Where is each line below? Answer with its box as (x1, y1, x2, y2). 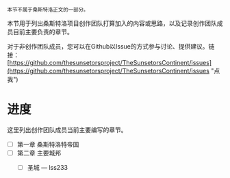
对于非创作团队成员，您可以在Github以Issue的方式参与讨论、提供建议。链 (7, 42, 215, 50)
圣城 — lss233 (27, 164, 68, 172)
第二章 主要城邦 (16, 149, 62, 157)
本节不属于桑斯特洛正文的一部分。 (7, 6, 89, 13)
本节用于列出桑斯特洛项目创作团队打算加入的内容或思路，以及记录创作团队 (7, 19, 217, 27)
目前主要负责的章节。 (12, 28, 73, 36)
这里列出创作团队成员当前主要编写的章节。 (7, 125, 127, 133)
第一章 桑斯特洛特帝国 (16, 140, 79, 149)
